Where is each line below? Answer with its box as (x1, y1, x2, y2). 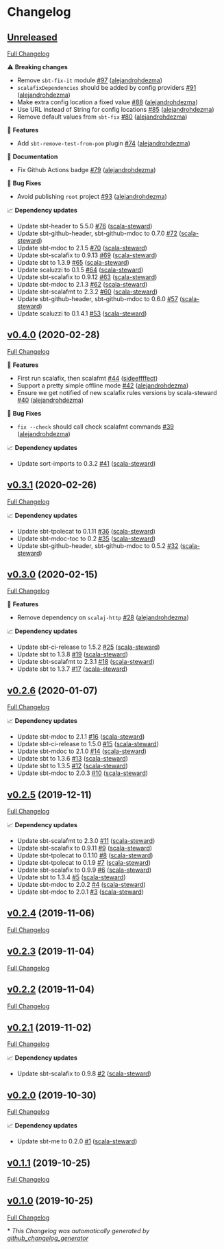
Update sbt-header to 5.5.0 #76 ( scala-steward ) (16, 222, 153, 230)
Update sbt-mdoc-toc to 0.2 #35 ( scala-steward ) (16, 534, 156, 543)
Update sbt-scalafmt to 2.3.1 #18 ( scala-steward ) (16, 658, 155, 666)
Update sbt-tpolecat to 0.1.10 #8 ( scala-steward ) (16, 851, 153, 859)
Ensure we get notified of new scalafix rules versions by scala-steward (16, 388, 217, 396)
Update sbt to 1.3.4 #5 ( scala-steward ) (16, 873, 126, 881)
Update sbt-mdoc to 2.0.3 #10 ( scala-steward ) (16, 769, 149, 777)
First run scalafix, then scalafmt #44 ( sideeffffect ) (16, 374, 158, 382)
